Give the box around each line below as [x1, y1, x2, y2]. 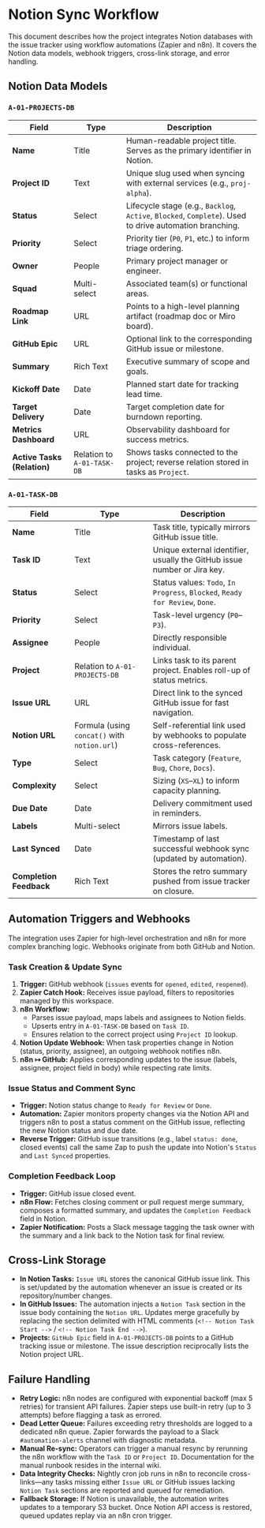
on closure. [152, 885, 195, 896]
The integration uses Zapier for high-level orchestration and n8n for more [8, 933, 247, 943]
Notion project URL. [19, 1350, 84, 1359]
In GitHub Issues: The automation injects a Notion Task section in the [19, 1299, 246, 1309]
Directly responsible [152, 632, 227, 643]
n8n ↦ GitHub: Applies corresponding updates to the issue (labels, [19, 1055, 237, 1064]
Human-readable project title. [125, 135, 237, 146]
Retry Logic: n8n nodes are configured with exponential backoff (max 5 [19, 1394, 253, 1403]
